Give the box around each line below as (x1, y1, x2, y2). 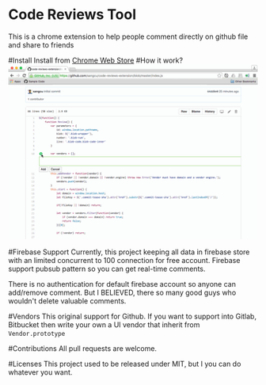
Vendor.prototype (8, 330, 66, 338)
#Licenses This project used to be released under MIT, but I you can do (8, 359, 241, 369)
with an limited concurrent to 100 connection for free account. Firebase (8, 256, 241, 265)
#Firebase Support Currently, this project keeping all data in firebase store (8, 247, 250, 257)
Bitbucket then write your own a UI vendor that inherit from (8, 320, 200, 330)
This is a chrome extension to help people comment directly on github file (8, 32, 249, 41)
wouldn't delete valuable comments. (8, 296, 127, 306)
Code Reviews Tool (8, 6, 137, 24)
